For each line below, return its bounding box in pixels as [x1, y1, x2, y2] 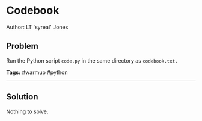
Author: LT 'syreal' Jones [6, 23, 69, 31]
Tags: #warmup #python [6, 69, 68, 76]
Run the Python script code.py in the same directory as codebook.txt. [6, 57, 179, 64]
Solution [6, 92, 38, 102]
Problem [6, 41, 39, 51]
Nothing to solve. [6, 108, 49, 115]
